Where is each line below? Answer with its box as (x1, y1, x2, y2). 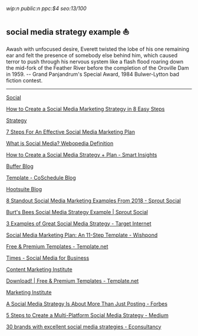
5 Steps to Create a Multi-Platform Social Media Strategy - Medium (6, 311, 169, 319)
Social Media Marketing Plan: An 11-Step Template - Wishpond (6, 231, 158, 238)
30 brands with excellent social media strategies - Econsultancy (6, 323, 161, 330)
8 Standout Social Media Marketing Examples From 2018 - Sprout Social (6, 197, 181, 204)
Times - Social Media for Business (6, 254, 90, 261)
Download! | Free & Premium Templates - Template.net (6, 277, 139, 284)
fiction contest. (6, 77, 43, 84)
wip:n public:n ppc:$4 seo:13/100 (6, 5, 87, 12)
